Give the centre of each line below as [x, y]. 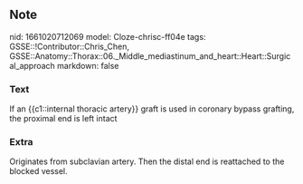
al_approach [33, 65]
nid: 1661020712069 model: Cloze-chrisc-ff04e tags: [108, 36]
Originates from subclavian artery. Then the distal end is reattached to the [147, 161]
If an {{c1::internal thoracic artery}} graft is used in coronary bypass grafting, [152, 109]
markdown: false [88, 65]
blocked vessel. [38, 171]
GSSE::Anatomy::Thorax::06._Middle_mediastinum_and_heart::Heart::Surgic [150, 56]
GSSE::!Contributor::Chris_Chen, [69, 46]
